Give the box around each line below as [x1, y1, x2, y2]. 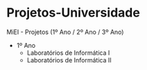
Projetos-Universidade [6, 5, 140, 21]
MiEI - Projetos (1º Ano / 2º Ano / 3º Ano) [6, 28, 124, 36]
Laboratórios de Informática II [26, 55, 112, 64]
